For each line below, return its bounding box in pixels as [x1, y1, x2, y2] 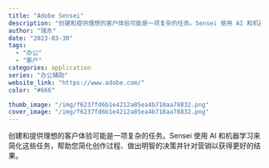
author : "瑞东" [8, 26, 57, 34]
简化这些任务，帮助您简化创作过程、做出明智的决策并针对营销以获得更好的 [8, 141, 254, 150]
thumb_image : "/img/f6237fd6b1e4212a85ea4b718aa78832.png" [8, 101, 210, 109]
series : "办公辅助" [8, 71, 69, 79]
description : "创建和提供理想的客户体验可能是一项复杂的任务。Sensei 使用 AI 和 [8, 19, 254, 27]
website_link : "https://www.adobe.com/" [8, 78, 146, 86]
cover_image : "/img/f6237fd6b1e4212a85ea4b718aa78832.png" [8, 108, 210, 116]
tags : [8, 42, 26, 50]
